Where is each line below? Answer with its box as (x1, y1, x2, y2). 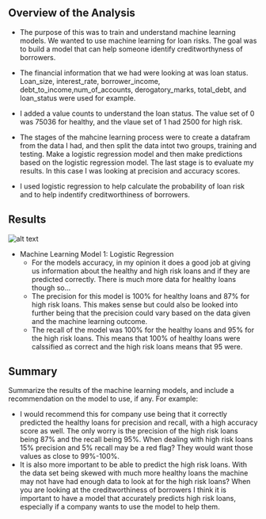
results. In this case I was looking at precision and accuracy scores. (19, 166, 241, 175)
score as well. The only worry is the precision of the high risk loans (19, 426, 239, 436)
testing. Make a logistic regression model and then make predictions (19, 149, 243, 158)
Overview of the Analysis (8, 6, 136, 20)
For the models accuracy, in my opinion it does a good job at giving (31, 258, 251, 267)
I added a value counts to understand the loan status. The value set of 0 (19, 109, 255, 118)
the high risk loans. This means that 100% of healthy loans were (31, 333, 241, 343)
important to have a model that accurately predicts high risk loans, (19, 494, 236, 503)
